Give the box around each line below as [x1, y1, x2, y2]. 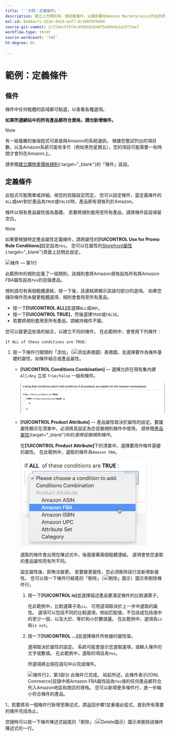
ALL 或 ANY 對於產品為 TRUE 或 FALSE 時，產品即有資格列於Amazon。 [5, 198, 137, 204]
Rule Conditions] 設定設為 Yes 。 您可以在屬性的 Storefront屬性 [5, 242, 133, 249]
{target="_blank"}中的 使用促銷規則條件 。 [29, 432, 115, 438]
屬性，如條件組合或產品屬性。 [21, 355, 84, 361]
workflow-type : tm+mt [5, 30, 51, 35]
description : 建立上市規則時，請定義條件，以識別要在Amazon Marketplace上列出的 [5, 13, 162, 19]
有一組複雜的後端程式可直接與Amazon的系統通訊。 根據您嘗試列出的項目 [5, 137, 157, 143]
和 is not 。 [27, 622, 51, 628]
